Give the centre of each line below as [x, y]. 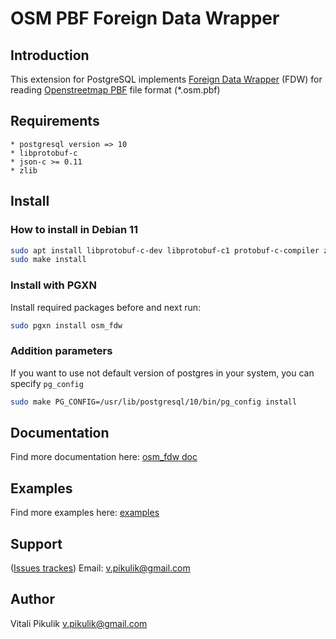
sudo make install [48, 260]
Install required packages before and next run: [106, 307]
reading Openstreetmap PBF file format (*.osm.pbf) [115, 90]
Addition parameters [61, 351]
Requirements [55, 121]
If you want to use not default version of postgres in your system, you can [162, 373]
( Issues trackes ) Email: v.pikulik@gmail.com [100, 568]
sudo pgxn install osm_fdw [66, 325]
